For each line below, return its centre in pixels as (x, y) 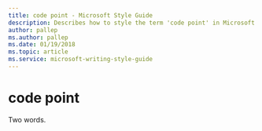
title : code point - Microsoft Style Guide (81, 15)
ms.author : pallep (38, 37)
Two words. (27, 119)
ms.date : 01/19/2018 (42, 45)
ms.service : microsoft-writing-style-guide (81, 60)
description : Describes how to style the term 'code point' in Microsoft (132, 23)
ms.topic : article (38, 52)
